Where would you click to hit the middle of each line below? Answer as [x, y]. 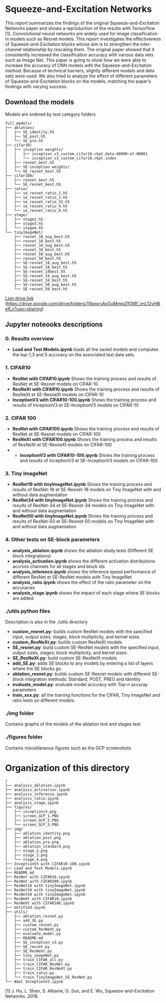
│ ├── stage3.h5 [24, 223]
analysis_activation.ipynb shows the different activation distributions [84, 561]
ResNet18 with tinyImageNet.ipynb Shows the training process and [82, 484]
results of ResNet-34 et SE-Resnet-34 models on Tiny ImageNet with [83, 505]
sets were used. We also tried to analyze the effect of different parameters [81, 76]
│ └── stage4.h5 [24, 228]
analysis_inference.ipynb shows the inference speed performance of [84, 572]
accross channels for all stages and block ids [59, 566]
